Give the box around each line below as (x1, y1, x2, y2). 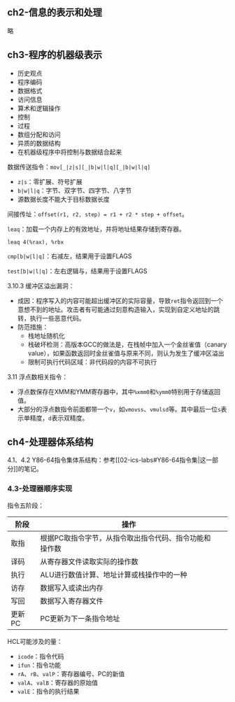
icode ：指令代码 (17, 652, 64, 660)
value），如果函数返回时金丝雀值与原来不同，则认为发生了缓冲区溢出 (27, 349, 225, 357)
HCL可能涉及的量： (7, 637, 63, 645)
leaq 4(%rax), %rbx (7, 239, 64, 246)
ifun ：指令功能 (17, 661, 62, 669)
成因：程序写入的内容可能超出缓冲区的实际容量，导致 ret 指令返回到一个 (17, 296, 224, 304)
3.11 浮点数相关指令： (7, 372, 69, 381)
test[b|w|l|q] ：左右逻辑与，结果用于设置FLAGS (7, 267, 148, 275)
